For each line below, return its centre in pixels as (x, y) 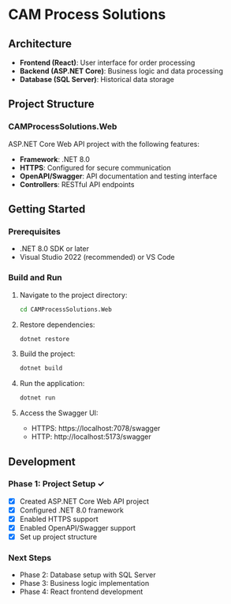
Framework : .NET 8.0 (55, 159)
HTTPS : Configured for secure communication (95, 167)
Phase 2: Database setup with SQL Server (88, 575)
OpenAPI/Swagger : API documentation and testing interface (118, 176)
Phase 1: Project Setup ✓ (56, 484)
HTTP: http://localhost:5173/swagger (91, 437)
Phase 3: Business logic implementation (84, 583)
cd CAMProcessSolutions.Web (65, 310)
